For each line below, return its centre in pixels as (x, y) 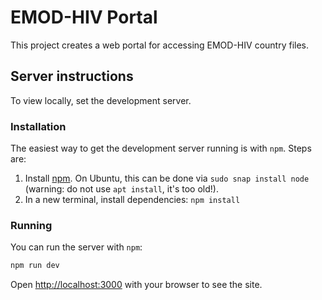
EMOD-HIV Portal (84, 17)
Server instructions (72, 76)
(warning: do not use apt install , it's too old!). (121, 189)
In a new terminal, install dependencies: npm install (132, 200)
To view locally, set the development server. (101, 100)
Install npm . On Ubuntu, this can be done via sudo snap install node (167, 178)
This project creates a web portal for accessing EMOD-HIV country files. (159, 45)
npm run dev (35, 266)
